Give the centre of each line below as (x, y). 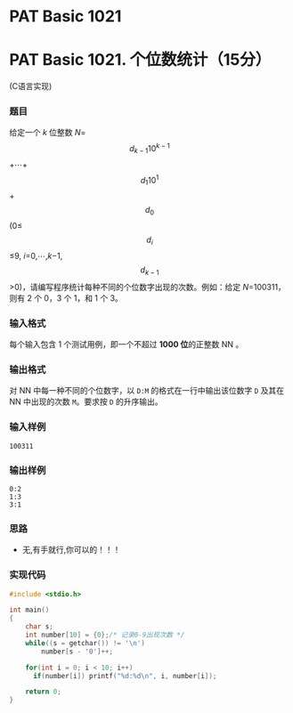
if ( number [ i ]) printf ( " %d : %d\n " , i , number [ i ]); (125, 676)
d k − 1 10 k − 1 (150, 149)
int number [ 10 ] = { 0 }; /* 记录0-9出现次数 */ (105, 635)
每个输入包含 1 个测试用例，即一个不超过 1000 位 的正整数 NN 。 (126, 344)
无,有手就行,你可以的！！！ (71, 550)
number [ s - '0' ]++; (77, 652)
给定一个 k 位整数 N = (48, 133)
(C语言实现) (31, 86)
